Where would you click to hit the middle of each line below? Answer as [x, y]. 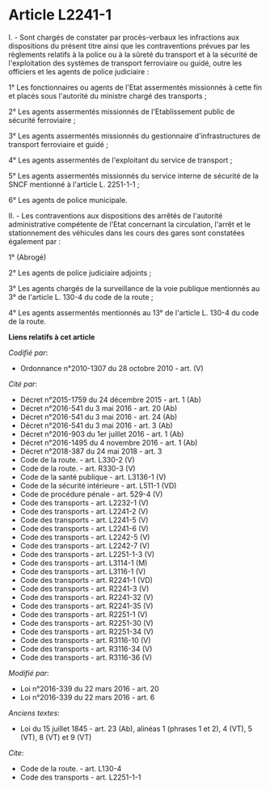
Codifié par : [28, 353]
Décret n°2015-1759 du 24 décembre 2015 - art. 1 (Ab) [111, 399]
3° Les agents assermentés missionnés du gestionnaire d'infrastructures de [135, 136]
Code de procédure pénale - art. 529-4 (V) [91, 494]
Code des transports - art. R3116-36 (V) [86, 657]
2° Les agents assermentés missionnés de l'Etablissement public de [122, 112]
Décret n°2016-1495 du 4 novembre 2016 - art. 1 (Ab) [109, 442]
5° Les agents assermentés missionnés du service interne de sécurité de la [133, 175]
